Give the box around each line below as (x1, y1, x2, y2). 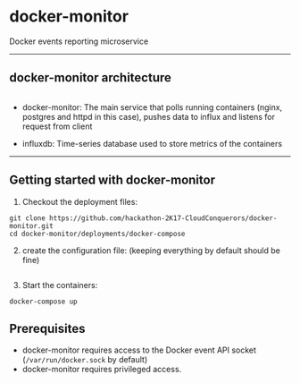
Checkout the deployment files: (21, 196, 138, 207)
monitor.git (9, 221, 54, 230)
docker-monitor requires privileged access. (21, 364, 182, 375)
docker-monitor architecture (9, 70, 172, 86)
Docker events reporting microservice (9, 36, 149, 47)
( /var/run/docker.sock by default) (21, 354, 148, 365)
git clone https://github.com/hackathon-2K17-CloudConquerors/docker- (9, 213, 278, 223)
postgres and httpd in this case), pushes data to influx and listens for (21, 111, 275, 122)
